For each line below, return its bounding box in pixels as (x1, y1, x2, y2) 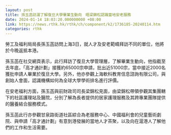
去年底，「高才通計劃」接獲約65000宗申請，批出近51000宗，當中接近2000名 (5, 65, 166, 71)
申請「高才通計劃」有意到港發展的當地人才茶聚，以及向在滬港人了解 (18, 118, 161, 124)
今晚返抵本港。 (9, 47, 41, 53)
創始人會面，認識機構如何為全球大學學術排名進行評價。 (5, 77, 121, 84)
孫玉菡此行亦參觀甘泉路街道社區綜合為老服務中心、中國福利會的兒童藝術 (5, 112, 157, 118)
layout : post (5, 7, 33, 13)
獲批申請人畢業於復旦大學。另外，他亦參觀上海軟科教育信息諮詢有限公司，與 (5, 71, 166, 77)
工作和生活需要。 (14, 124, 50, 130)
